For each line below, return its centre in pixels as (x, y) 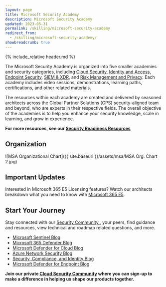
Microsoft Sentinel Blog (36, 237)
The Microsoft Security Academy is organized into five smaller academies (81, 66)
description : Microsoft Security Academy (49, 19)
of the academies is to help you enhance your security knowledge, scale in (82, 113)
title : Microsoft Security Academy (42, 15)
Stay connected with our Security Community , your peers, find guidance (80, 222)
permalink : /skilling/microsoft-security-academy (58, 29)
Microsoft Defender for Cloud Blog (48, 248)
